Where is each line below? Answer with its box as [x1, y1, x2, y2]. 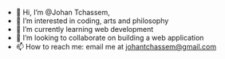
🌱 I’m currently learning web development [15, 25, 154, 33]
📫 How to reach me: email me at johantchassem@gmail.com [15, 42, 217, 51]
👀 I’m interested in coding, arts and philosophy [15, 16, 169, 26]
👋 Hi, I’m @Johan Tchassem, [15, 8, 110, 17]
